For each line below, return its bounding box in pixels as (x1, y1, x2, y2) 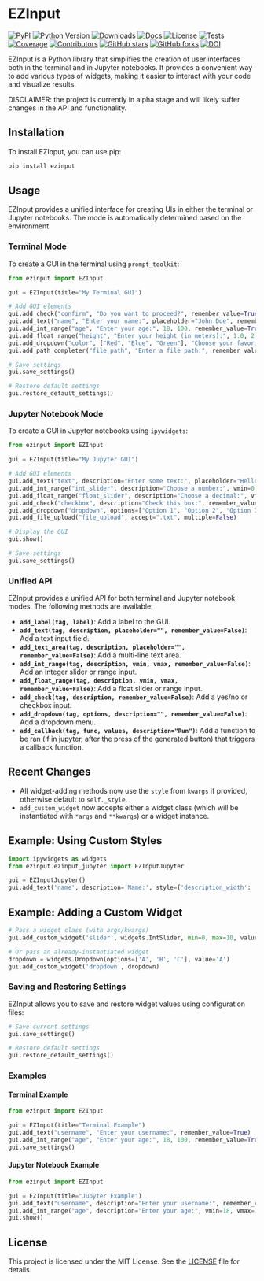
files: (8, 1007, 24, 1016)
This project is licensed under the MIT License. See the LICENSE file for (8, 1257, 240, 1266)
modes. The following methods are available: (8, 602, 153, 611)
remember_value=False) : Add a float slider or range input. (19, 684, 203, 694)
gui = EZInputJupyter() (8, 876, 86, 884)
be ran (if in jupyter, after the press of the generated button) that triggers (19, 734, 255, 744)
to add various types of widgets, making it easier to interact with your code (8, 71, 251, 80)
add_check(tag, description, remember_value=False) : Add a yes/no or (19, 692, 248, 702)
